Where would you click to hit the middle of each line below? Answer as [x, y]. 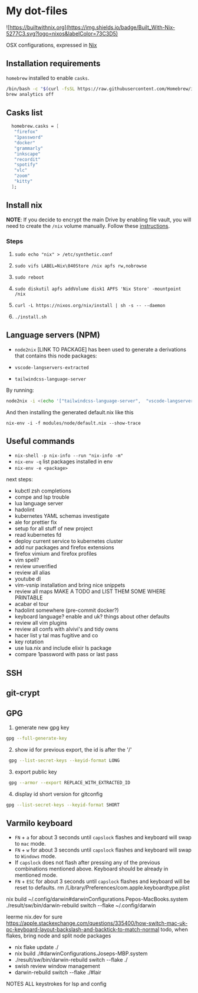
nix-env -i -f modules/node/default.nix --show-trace [74, 423]
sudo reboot [29, 277]
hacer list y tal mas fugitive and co [56, 636]
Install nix [24, 205]
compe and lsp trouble [42, 497]
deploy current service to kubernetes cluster [69, 541]
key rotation [29, 642]
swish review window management [57, 966]
